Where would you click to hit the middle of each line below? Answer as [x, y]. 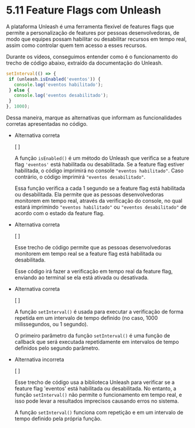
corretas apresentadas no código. [47, 124]
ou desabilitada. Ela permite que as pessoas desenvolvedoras [89, 195]
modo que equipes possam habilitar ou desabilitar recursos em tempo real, [97, 39]
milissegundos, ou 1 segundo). [51, 325]
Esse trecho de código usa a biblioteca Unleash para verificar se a [95, 382]
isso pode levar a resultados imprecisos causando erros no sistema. [97, 401]
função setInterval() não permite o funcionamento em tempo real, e [98, 395]
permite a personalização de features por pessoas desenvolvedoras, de [93, 32]
